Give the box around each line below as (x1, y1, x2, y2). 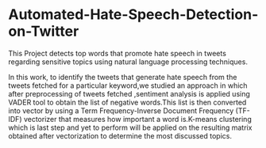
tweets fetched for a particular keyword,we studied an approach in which (8, 81, 248, 90)
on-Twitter (8, 22, 79, 40)
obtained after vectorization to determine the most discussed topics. (8, 131, 233, 140)
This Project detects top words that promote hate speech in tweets (8, 48, 226, 58)
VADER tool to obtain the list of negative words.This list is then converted (8, 97, 247, 107)
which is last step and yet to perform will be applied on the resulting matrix (8, 123, 253, 132)
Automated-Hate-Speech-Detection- (8, 6, 259, 24)
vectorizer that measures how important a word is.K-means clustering (23, 114, 252, 123)
